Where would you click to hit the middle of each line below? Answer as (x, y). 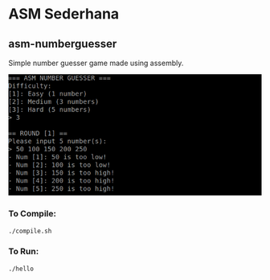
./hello (21, 269)
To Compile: (33, 213)
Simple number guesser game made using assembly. (96, 63)
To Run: (24, 252)
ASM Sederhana (64, 14)
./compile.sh (30, 231)
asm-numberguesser (63, 44)
